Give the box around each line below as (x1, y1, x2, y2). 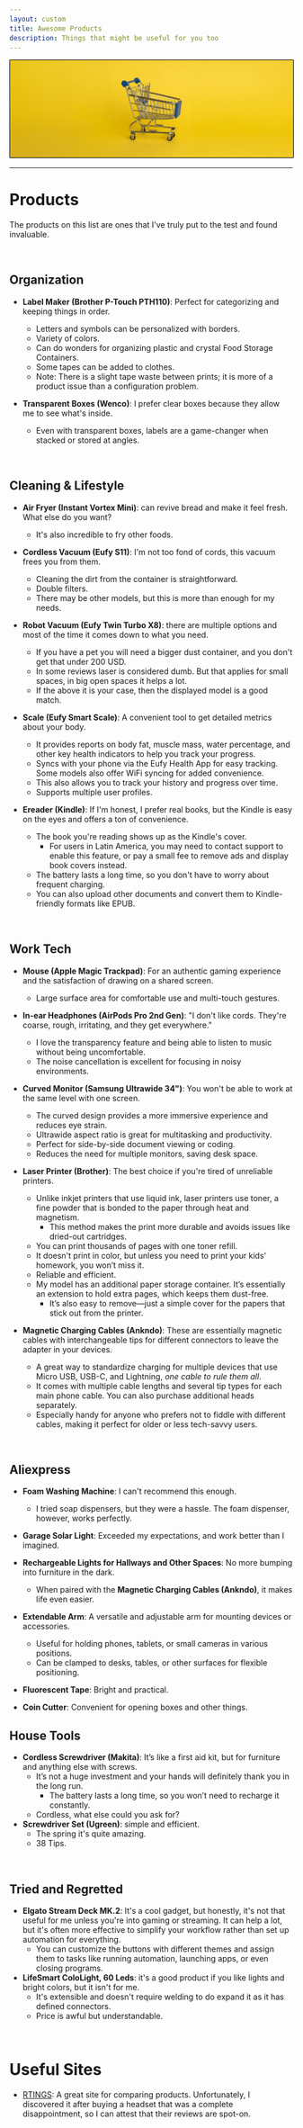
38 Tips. (35, 1838, 67, 1849)
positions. (35, 1648, 73, 1659)
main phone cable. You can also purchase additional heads (35, 1390, 254, 1401)
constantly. (49, 1800, 91, 1810)
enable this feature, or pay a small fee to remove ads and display (49, 850, 290, 861)
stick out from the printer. (49, 1307, 144, 1318)
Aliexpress (9, 1462, 71, 1477)
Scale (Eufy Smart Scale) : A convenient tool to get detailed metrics (22, 712, 272, 723)
